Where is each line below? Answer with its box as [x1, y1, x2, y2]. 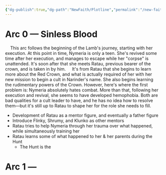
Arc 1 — [5, 161, 37, 172]
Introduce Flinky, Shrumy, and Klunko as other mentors [12, 117, 124, 124]
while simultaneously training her [12, 128, 80, 134]
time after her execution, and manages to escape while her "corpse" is [5, 55, 149, 61]
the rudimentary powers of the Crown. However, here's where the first [5, 82, 148, 87]
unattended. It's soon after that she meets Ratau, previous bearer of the [5, 60, 151, 67]
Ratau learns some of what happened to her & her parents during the [12, 133, 153, 139]
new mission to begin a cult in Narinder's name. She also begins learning [5, 76, 154, 82]
